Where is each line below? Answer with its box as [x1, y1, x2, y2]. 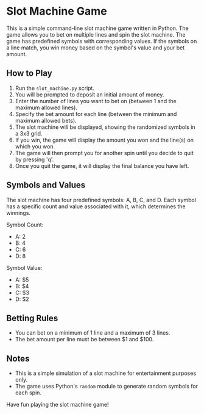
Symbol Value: [6, 264, 43, 271]
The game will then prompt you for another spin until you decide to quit [15, 149, 194, 156]
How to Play [6, 68, 53, 79]
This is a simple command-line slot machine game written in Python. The [6, 24, 189, 32]
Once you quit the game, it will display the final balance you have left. [15, 162, 189, 169]
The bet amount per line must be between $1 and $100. [15, 336, 154, 343]
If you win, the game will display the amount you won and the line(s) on [15, 136, 194, 143]
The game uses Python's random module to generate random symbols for [15, 383, 198, 390]
